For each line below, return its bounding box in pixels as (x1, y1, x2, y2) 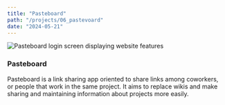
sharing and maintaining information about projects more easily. (7, 89, 189, 97)
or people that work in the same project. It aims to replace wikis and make (7, 82, 218, 90)
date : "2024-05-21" (7, 23, 64, 30)
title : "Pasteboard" (7, 10, 67, 17)
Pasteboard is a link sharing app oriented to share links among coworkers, (7, 75, 219, 83)
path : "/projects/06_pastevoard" (7, 17, 104, 23)
